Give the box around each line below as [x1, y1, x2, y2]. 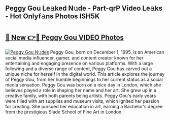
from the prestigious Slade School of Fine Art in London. [5, 109, 123, 115]
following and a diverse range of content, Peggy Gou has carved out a [5, 66, 152, 72]
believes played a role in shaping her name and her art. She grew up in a [5, 87, 156, 93]
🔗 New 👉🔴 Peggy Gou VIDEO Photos [5, 33, 124, 42]
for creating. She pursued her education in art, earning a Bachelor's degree [5, 104, 163, 109]
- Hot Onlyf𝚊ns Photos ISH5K [5, 12, 100, 21]
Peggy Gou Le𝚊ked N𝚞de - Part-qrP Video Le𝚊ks [5, 4, 163, 13]
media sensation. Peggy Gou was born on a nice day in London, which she [5, 82, 161, 88]
